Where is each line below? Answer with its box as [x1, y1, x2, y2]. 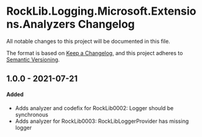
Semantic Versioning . [6, 56, 60, 63]
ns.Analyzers [6, 17, 76, 31]
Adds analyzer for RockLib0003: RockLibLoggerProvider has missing [15, 117, 189, 125]
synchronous [15, 111, 49, 118]
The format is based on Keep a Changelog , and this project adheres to [6, 49, 183, 56]
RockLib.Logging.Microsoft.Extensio [6, 4, 197, 18]
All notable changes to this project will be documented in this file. [6, 37, 171, 45]
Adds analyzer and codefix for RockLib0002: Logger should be [15, 104, 174, 111]
